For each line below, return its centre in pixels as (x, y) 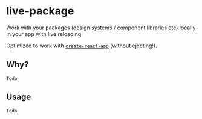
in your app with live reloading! (44, 34)
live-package (40, 11)
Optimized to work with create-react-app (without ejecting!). (82, 46)
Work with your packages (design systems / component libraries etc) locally (101, 28)
